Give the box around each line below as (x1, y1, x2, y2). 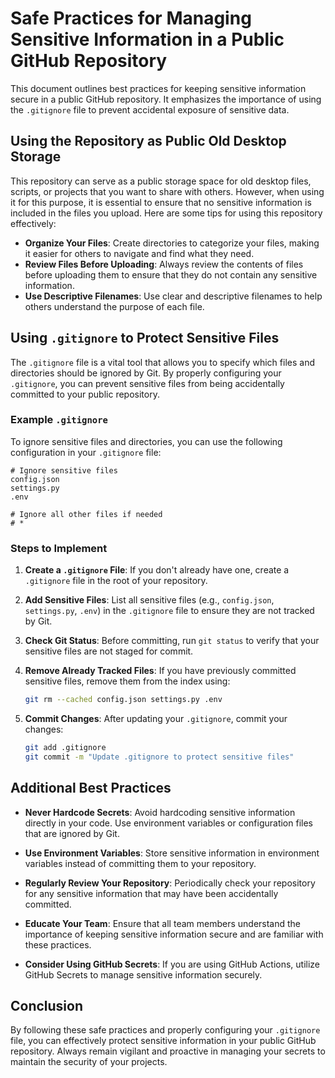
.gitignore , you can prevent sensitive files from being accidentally (10, 377, 285, 389)
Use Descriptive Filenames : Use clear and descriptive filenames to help (24, 290, 323, 302)
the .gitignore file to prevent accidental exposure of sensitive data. (10, 103, 290, 116)
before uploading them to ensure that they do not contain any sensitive (24, 268, 318, 281)
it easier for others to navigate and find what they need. (24, 247, 255, 259)
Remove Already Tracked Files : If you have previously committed (24, 665, 297, 677)
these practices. (24, 938, 92, 951)
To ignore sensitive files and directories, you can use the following (10, 435, 283, 447)
